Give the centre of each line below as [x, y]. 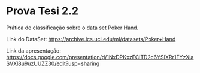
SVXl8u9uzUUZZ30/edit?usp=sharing [53, 63]
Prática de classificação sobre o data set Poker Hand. [72, 28]
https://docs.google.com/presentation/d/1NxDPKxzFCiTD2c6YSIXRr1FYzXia [100, 57]
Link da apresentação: [34, 51]
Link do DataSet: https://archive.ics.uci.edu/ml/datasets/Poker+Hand [91, 39]
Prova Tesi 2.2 [43, 11]
